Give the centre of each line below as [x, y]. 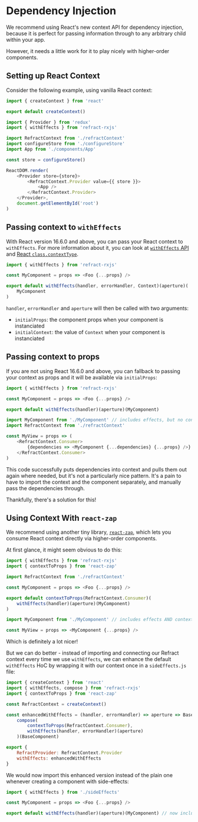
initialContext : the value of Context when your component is [90, 332]
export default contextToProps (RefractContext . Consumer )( [79, 598]
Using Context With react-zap [62, 518]
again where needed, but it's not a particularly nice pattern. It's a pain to [94, 476]
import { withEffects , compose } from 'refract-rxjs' [74, 688]
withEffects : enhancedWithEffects [59, 758]
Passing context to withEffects [64, 227]
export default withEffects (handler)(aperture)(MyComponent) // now [92, 813]
